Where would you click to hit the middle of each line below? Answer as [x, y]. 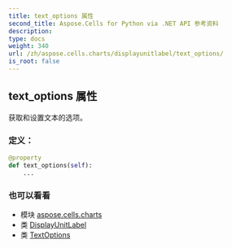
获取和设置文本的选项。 [48, 117]
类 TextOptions [45, 235]
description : [31, 31]
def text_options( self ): [50, 165]
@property [25, 158]
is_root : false [34, 62]
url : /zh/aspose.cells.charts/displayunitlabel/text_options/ [116, 54]
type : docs [27, 39]
